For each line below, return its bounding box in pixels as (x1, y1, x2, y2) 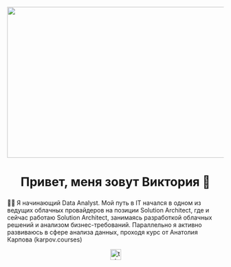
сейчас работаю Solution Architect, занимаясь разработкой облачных (7, 213, 212, 222)
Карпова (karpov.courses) (7, 235, 82, 244)
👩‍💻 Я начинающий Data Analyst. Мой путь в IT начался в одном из (7, 199, 201, 207)
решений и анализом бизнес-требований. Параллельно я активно (7, 221, 202, 229)
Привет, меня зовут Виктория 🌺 (20, 175, 211, 190)
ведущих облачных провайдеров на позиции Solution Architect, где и (7, 206, 210, 215)
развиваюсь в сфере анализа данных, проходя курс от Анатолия (7, 228, 198, 237)
